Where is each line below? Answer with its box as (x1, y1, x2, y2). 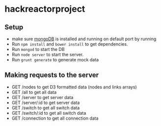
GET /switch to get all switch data (11, 104, 80, 111)
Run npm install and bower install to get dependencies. (11, 41, 128, 47)
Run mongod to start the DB (11, 47, 65, 52)
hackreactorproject (4, 3, 85, 15)
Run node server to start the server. (11, 51, 84, 57)
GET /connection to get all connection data (11, 115, 99, 121)
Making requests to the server (4, 71, 99, 79)
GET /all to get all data (11, 89, 57, 95)
